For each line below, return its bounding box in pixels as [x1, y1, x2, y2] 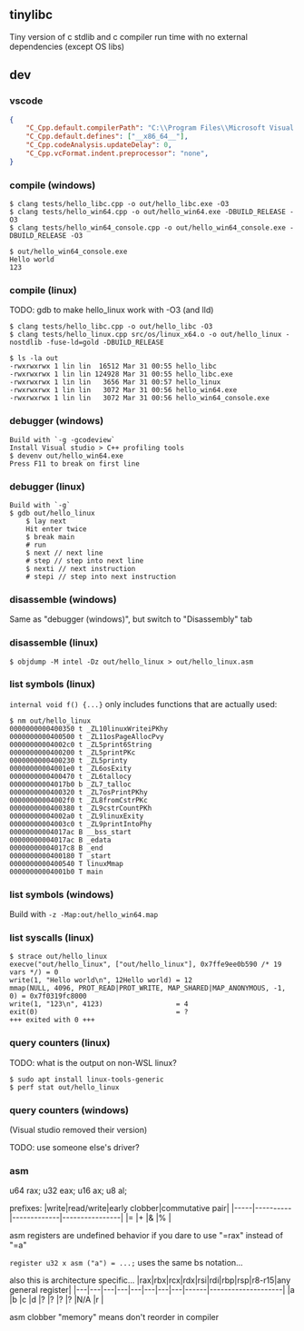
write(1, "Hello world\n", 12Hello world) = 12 [9, 976, 193, 985]
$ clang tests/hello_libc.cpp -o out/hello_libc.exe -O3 [9, 200, 230, 209]
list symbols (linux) [9, 678, 96, 691]
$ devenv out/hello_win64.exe [9, 451, 124, 460]
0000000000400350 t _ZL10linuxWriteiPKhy [9, 724, 169, 734]
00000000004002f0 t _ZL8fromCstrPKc [9, 795, 148, 804]
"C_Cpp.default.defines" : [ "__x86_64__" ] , [25, 132, 189, 142]
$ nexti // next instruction [25, 564, 136, 573]
